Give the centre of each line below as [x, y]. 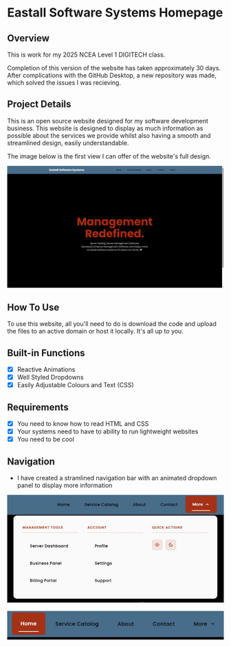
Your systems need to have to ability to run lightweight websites [108, 431]
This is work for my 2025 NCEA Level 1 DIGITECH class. [86, 54]
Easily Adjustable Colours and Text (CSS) [75, 385]
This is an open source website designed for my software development [108, 121]
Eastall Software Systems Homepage [115, 13]
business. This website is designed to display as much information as [105, 128]
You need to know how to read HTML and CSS [83, 423]
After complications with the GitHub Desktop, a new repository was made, [112, 75]
